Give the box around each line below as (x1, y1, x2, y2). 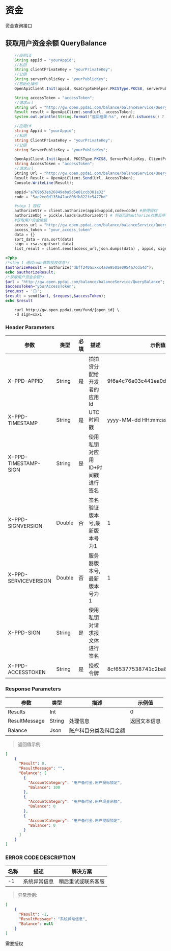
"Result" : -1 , (18, 912, 49, 917)
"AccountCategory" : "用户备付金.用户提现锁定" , (27, 818, 123, 823)
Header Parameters (5, 323, 55, 331)
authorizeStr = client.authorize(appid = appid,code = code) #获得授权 (14, 208, 158, 214)
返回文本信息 (130, 717, 161, 725)
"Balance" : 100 (27, 785, 60, 790)
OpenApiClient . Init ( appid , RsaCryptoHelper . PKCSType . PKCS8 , (14, 86, 145, 91)
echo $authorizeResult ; (5, 269, 56, 275)
